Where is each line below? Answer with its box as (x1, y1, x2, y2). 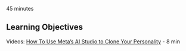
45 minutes (6, 5, 34, 12)
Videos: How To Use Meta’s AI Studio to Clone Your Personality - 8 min (6, 38, 181, 45)
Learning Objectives (6, 22, 83, 32)
